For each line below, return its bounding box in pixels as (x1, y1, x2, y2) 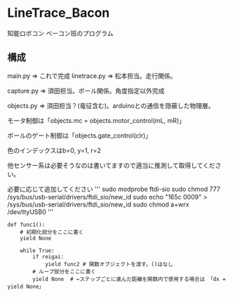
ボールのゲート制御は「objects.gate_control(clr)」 (7, 131, 152, 140)
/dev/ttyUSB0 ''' (7, 207, 54, 216)
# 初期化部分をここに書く (20, 228, 84, 236)
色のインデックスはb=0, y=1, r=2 (7, 146, 102, 154)
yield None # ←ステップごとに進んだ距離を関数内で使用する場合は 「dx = (32, 275, 226, 282)
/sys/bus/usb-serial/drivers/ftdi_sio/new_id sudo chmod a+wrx (7, 200, 189, 209)
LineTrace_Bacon (7, 5, 110, 21)
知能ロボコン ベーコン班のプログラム (7, 29, 114, 37)
